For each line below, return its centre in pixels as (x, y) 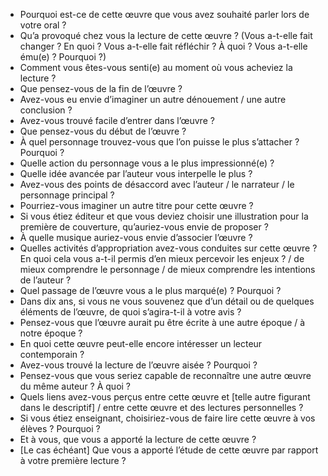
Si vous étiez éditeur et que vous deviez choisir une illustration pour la (164, 216)
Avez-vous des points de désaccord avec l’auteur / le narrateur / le (157, 184)
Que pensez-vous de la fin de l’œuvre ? (101, 88)
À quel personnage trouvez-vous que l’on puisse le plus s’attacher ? (159, 142)
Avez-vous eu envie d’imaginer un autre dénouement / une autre (153, 99)
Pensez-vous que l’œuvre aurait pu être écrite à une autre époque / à (162, 322)
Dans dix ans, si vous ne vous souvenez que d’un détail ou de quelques (167, 301)
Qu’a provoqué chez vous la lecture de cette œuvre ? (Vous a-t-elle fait (166, 35)
